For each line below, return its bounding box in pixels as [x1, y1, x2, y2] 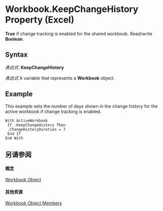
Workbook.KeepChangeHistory [5, 3, 139, 15]
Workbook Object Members [5, 200, 62, 206]
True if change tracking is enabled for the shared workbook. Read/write [5, 30, 153, 36]
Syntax [5, 50, 28, 59]
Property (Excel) [5, 14, 75, 25]
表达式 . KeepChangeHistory [5, 64, 64, 70]
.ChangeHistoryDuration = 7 [7, 126, 66, 132]
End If [7, 131, 21, 136]
